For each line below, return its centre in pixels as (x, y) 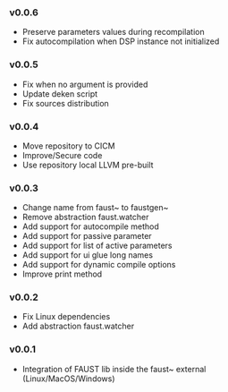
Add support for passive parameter (87, 236)
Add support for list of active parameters (97, 246)
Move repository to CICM (68, 146)
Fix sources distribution (65, 103)
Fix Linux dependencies (66, 317)
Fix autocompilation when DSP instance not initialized (121, 41)
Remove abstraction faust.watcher (85, 217)
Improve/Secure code (62, 155)
